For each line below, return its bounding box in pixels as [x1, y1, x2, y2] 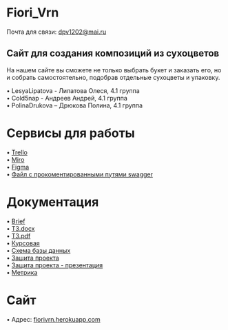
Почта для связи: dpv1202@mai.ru [6, 28, 107, 36]
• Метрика [6, 268, 38, 276]
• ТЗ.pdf [6, 231, 31, 240]
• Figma [6, 163, 30, 171]
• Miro [6, 155, 25, 163]
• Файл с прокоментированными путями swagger [6, 170, 153, 178]
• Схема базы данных [6, 246, 71, 254]
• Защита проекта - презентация [6, 260, 103, 269]
